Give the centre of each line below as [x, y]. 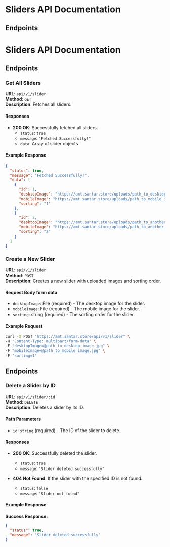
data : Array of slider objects [49, 143]
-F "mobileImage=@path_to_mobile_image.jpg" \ [55, 350]
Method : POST [19, 275]
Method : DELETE [22, 402]
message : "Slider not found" [50, 493]
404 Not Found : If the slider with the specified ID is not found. [77, 478]
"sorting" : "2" [35, 232]
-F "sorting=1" [21, 356]
